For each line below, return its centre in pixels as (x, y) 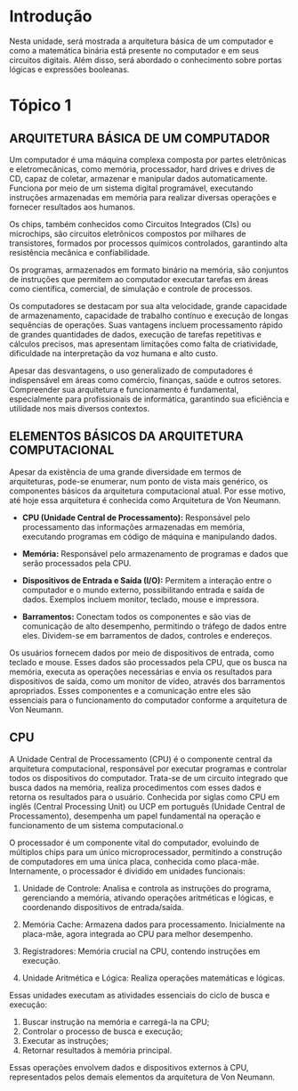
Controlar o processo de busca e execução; (102, 1031)
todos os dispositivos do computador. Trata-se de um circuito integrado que (149, 778)
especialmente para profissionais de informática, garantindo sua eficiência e (149, 399)
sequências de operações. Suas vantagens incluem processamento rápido (146, 325)
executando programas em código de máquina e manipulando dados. (149, 536)
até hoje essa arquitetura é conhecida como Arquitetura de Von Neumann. (145, 500)
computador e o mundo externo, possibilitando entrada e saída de (143, 590)
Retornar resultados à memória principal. (97, 1050)
